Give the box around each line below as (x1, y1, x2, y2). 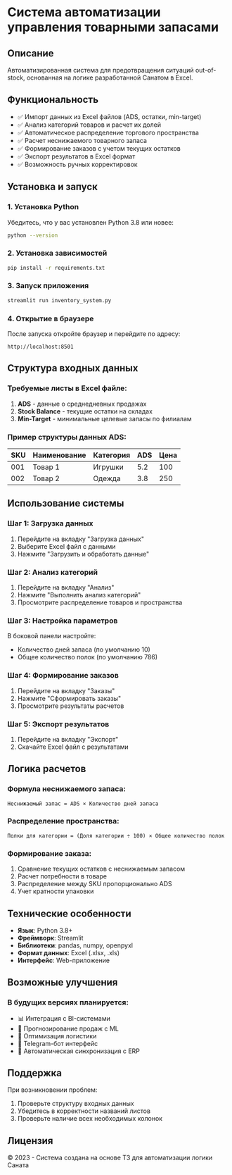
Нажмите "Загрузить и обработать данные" (17, 549, 150, 558)
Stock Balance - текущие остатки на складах (17, 406, 153, 416)
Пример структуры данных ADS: (7, 432, 127, 442)
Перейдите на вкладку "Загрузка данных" (17, 535, 145, 543)
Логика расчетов (7, 763, 86, 775)
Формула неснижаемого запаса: (7, 784, 127, 794)
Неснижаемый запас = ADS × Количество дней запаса (7, 800, 159, 807)
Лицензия (7, 1135, 53, 1147)
